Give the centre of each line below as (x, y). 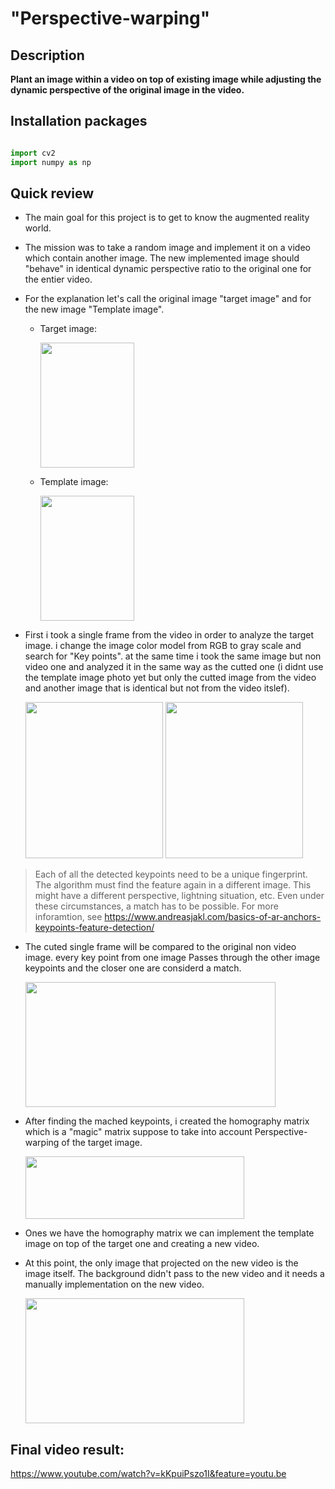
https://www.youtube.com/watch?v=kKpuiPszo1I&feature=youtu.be (148, 1474)
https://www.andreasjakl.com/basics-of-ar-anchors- (213, 917)
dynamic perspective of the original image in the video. (127, 90)
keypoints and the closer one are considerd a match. (133, 968)
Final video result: (67, 1449)
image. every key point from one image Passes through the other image (172, 958)
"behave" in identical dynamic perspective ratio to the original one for (168, 269)
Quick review (52, 193)
